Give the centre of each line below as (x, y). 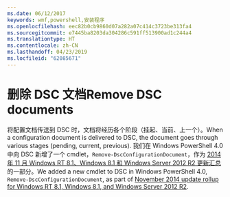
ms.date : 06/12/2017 (37, 13)
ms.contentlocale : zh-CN (43, 45)
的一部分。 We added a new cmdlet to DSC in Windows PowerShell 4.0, (107, 171)
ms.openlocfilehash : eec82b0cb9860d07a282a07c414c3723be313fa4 (100, 26)
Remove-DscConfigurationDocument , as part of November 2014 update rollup (113, 179)
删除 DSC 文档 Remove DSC (85, 94)
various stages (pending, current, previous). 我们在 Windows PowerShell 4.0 (115, 145)
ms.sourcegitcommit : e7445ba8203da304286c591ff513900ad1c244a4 (100, 33)
